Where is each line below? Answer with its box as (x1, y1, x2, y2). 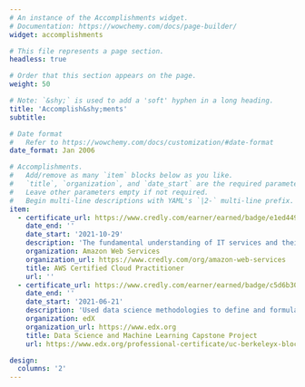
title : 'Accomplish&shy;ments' (9, 104, 128, 113)
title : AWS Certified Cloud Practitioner (25, 264, 184, 273)
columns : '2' (17, 364, 67, 373)
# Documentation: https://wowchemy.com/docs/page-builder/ (9, 22, 238, 31)
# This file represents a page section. (9, 46, 165, 55)
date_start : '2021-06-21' (25, 297, 124, 306)
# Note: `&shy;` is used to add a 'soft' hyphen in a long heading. (9, 96, 274, 105)
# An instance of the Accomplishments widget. (9, 13, 189, 23)
